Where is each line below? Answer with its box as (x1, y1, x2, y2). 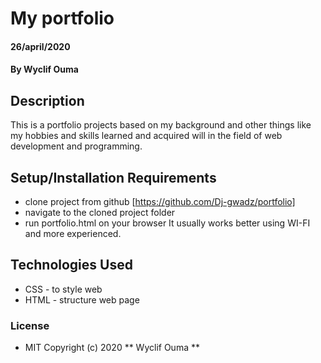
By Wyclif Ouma (10, 63, 79, 76)
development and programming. (10, 140, 143, 152)
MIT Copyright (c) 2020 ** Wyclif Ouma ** (24, 342, 200, 354)
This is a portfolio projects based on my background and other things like (10, 119, 312, 131)
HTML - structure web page (24, 293, 140, 306)
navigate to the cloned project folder (24, 207, 176, 218)
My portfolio (10, 7, 115, 30)
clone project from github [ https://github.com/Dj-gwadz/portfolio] (24, 196, 296, 207)
